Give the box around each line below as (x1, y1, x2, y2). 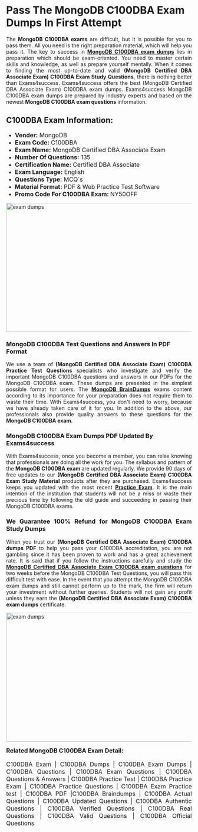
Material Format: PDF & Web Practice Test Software (14, 182, 160, 190)
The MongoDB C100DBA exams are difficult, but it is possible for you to (6, 35, 193, 42)
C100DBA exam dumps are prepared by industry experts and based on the (6, 92, 192, 99)
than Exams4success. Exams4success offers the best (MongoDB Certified (6, 79, 192, 86)
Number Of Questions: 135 (14, 153, 91, 161)
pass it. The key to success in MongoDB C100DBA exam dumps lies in (6, 48, 193, 55)
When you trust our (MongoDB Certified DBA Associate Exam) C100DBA (6, 538, 192, 545)
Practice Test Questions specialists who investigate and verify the (6, 367, 192, 374)
